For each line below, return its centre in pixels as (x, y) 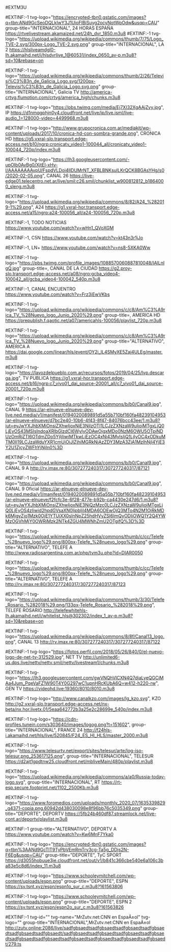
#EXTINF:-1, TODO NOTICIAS (36, 222)
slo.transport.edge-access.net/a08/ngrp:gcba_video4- (63, 274)
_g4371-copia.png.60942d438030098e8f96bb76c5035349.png (73, 808)
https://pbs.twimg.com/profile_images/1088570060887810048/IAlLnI (92, 263)
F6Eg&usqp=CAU (24, 855)
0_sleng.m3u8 (20, 186)
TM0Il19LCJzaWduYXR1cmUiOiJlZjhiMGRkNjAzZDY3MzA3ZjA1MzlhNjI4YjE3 (85, 442)
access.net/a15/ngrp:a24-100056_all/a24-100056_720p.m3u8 (70, 213)
